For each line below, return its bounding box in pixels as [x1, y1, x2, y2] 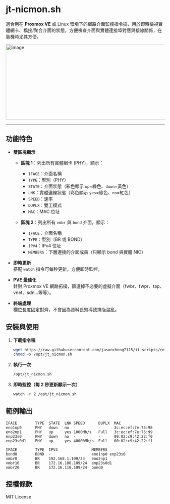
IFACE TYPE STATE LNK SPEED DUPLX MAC [6, 421, 122, 426]
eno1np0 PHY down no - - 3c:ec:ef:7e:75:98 [6, 425, 153, 430]
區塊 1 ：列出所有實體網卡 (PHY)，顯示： [20, 159, 104, 165]
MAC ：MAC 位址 [28, 208, 60, 215]
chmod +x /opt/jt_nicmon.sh [13, 352, 72, 357]
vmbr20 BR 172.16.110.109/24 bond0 [6, 465, 103, 470]
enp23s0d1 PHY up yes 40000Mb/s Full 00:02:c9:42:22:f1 [6, 438, 153, 443]
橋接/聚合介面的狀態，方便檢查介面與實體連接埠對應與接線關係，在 [23, 27, 162, 33]
